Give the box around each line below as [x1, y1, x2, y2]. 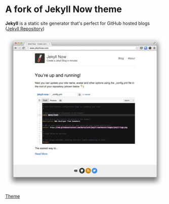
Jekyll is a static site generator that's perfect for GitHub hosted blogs [5, 20, 150, 26]
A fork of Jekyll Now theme [5, 4, 122, 15]
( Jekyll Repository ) [5, 25, 45, 31]
